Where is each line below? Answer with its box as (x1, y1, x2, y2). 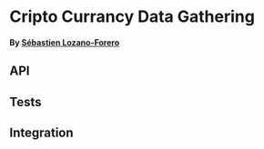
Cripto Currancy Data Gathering (9, 6, 255, 27)
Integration (9, 124, 75, 140)
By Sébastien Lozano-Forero (9, 36, 120, 47)
